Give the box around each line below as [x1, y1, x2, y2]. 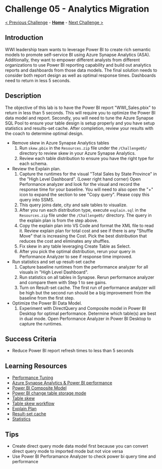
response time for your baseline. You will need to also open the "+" [19, 186, 154, 192]
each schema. [19, 161, 48, 166]
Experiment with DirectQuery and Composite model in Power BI [19, 305, 146, 311]
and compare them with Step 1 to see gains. [19, 279, 107, 285]
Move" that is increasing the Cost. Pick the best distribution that [19, 233, 147, 239]
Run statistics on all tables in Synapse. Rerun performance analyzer [19, 274, 154, 280]
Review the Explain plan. [12, 165, 61, 171]
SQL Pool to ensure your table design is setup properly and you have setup [5, 120, 155, 126]
